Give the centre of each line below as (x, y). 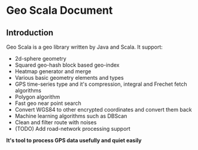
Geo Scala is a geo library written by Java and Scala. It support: (85, 47)
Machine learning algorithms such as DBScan (71, 116)
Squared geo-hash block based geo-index (67, 65)
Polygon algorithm (37, 97)
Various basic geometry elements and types (69, 78)
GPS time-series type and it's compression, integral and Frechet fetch (101, 84)
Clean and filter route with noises (56, 122)
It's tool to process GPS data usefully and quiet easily (74, 140)
